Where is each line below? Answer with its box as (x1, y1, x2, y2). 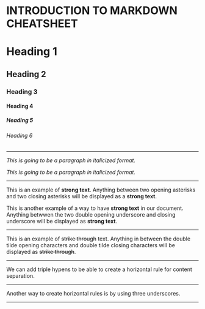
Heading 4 (6, 102, 34, 110)
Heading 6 (6, 132, 33, 140)
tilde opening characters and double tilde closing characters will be (6, 241, 176, 248)
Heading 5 (6, 116, 34, 124)
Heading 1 (6, 45, 58, 59)
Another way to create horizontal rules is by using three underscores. (6, 289, 181, 297)
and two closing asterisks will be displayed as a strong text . (6, 192, 157, 199)
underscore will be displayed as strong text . (6, 217, 118, 225)
